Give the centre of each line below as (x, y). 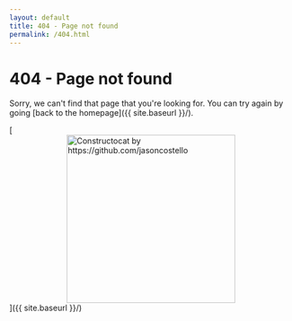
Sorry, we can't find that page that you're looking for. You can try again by (146, 103)
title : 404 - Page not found (64, 26)
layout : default (40, 17)
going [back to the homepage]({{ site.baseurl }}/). (102, 113)
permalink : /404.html (50, 34)
